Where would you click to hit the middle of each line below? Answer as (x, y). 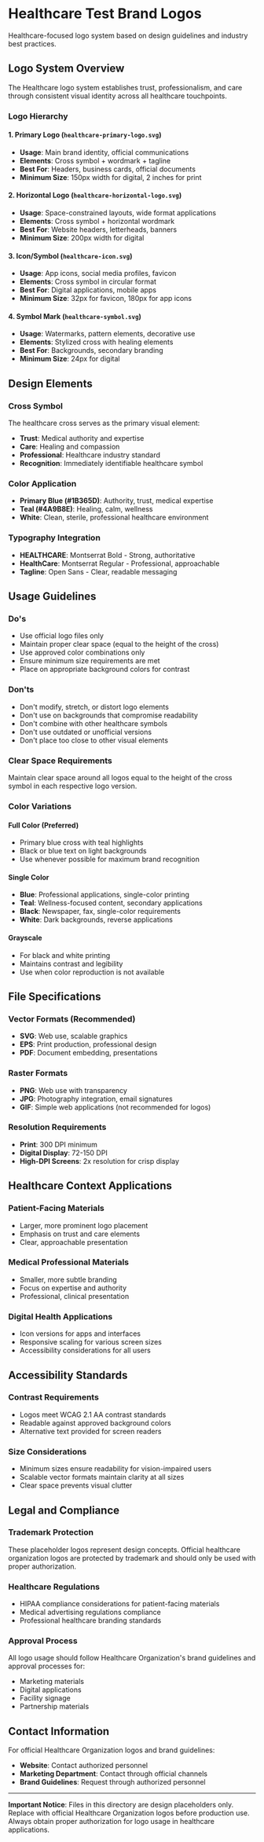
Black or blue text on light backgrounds (83, 851)
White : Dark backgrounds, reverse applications (96, 919)
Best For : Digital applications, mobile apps (88, 290)
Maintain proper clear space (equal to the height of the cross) (119, 644)
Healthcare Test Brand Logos (105, 14)
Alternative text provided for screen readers (90, 1431)
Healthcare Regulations (54, 1587)
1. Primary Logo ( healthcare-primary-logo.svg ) (85, 135)
